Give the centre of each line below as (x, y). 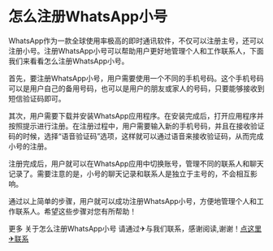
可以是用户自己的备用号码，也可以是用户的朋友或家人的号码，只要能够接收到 (136, 88)
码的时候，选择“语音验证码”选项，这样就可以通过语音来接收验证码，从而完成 (136, 136)
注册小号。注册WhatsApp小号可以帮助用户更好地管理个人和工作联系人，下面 (136, 50)
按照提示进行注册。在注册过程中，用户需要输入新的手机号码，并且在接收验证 (136, 126)
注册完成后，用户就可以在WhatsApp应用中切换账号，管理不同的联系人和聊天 (136, 163)
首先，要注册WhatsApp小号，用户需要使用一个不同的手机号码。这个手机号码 (136, 78)
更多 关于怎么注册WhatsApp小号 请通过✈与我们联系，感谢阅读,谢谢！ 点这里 (135, 228)
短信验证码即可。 (37, 98)
